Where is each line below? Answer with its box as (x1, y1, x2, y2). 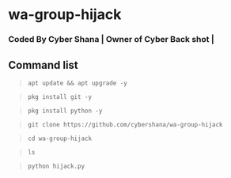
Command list (8, 58, 79, 72)
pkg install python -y (27, 107, 103, 115)
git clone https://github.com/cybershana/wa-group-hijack (27, 120, 223, 128)
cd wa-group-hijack (27, 134, 93, 142)
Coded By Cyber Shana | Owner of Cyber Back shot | (8, 34, 215, 45)
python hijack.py (27, 162, 85, 170)
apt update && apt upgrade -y (27, 79, 128, 87)
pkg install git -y (27, 93, 93, 100)
